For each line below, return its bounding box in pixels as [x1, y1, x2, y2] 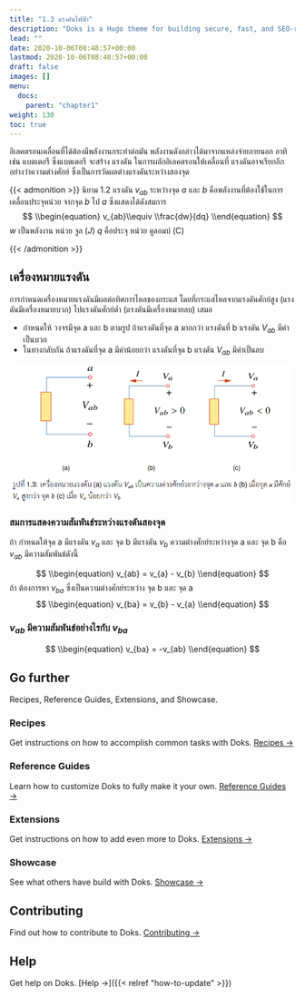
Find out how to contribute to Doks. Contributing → [9, 927, 201, 938]
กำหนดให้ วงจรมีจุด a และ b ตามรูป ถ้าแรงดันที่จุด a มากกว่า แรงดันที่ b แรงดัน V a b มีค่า [22, 322, 290, 335]
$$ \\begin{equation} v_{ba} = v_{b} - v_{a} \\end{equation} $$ [35, 599, 270, 610]
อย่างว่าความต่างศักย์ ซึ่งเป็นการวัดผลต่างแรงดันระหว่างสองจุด [9, 166, 190, 177]
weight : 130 [9, 110, 54, 120]
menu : [9, 82, 30, 91]
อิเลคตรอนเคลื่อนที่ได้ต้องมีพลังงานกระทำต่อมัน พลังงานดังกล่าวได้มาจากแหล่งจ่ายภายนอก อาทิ [9, 146, 288, 157]
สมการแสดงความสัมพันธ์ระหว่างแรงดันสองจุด [9, 515, 166, 528]
